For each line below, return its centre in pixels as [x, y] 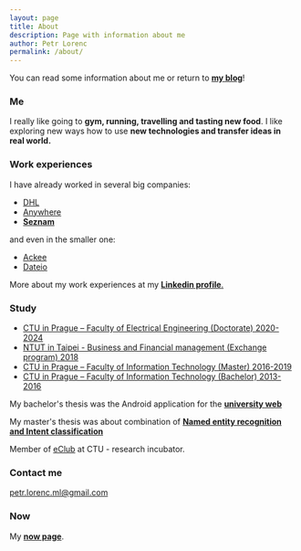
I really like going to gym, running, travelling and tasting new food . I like [146, 122]
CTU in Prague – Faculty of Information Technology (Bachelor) [140, 376]
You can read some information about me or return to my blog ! [127, 78]
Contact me [36, 472]
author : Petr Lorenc [49, 43]
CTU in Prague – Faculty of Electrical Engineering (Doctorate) [138, 328]
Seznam [38, 221]
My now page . [37, 536]
